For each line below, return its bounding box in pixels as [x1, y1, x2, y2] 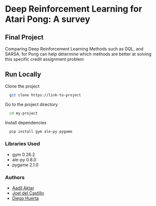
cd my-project [9, 111, 38, 116]
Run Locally [5, 70, 41, 79]
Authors [5, 174, 25, 181]
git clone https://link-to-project [9, 92, 81, 98]
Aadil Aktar [12, 185, 34, 191]
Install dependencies [5, 120, 47, 125]
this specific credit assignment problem [5, 56, 84, 62]
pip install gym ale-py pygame [9, 129, 73, 134]
